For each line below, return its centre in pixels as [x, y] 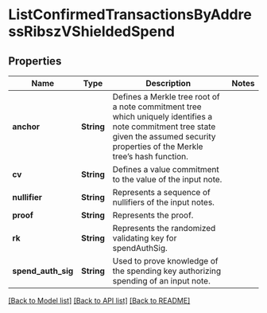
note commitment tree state [164, 127]
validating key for [145, 238]
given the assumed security [164, 137]
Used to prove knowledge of [165, 261]
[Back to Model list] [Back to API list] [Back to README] [99, 301]
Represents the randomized [164, 228]
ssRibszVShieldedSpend [91, 31]
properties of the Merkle [158, 147]
